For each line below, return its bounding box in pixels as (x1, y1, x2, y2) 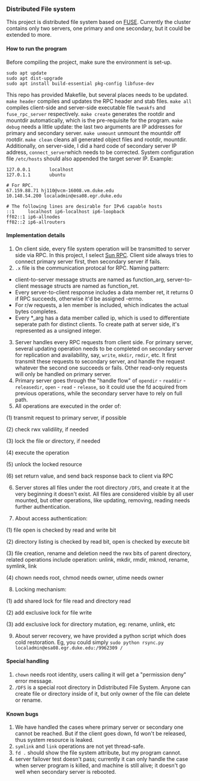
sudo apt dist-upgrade (6, 75, 63, 81)
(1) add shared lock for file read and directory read (6, 597, 131, 604)
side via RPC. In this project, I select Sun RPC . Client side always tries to (14, 251, 193, 258)
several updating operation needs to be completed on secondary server (14, 345, 193, 352)
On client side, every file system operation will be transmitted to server (14, 245, 190, 252)
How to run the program (6, 44, 67, 52)
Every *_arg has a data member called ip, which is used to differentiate (14, 314, 190, 321)
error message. (14, 677, 53, 684)
